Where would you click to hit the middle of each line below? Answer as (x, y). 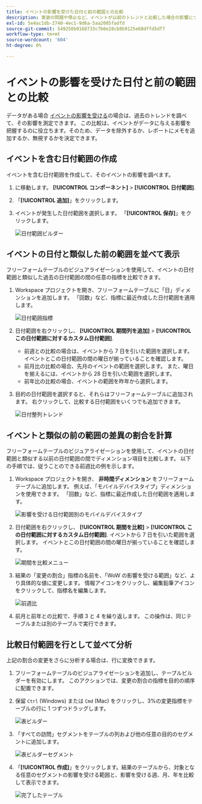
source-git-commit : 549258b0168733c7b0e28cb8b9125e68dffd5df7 (86, 29)
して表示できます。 (38, 782)
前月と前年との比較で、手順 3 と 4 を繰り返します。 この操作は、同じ (101, 616)
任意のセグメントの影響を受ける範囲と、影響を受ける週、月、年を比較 (107, 775)
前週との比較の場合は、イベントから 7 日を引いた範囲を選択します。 (108, 351)
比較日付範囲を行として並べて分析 (69, 644)
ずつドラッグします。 (83, 709)
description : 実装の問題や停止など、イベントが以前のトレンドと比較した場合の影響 (97, 17)
